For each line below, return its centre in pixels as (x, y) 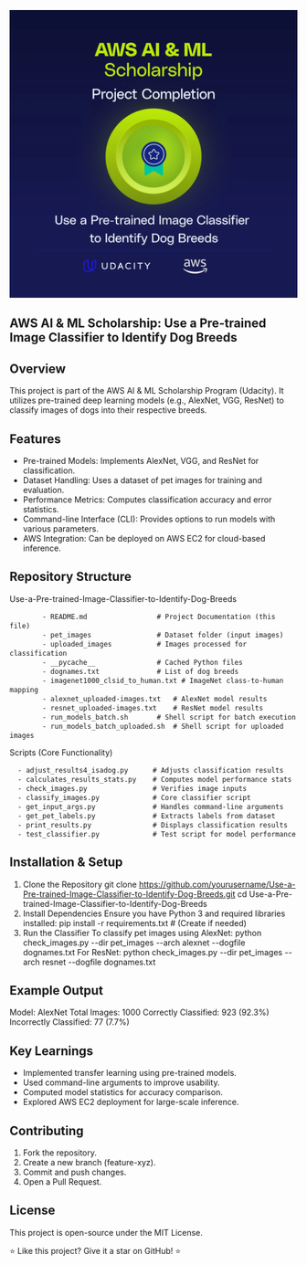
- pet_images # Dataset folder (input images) (163, 635)
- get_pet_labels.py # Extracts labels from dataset (147, 816)
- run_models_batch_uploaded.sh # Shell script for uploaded (163, 726)
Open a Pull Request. (62, 1182)
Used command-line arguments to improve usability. (121, 1082)
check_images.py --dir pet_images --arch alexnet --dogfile (134, 943)
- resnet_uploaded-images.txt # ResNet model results (153, 708)
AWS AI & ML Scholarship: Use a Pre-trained (138, 324)
